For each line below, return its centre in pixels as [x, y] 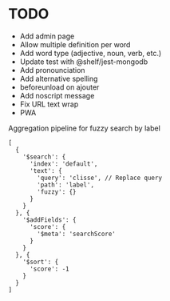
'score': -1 [49, 269]
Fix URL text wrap [49, 104]
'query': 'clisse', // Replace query [99, 178]
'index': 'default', [63, 164]
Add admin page [47, 36]
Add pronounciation [52, 70]
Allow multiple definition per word [75, 44]
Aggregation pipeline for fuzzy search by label [85, 128]
